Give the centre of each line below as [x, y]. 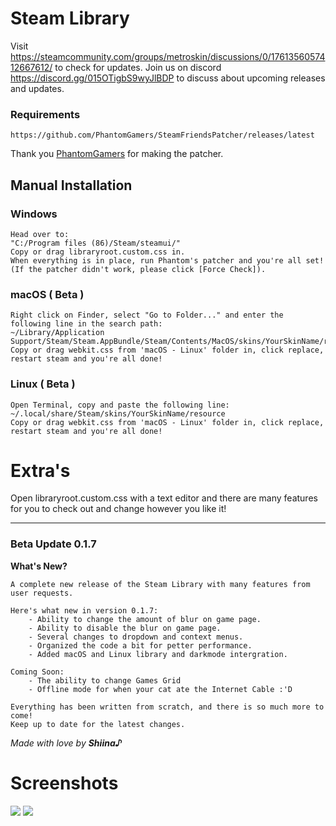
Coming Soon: [37, 672]
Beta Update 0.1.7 [53, 544]
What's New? [39, 566]
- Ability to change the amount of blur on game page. [145, 619]
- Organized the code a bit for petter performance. [140, 645]
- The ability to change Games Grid [105, 680]
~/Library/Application [57, 333]
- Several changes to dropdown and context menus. [136, 637]
